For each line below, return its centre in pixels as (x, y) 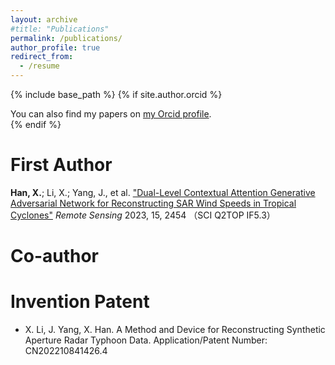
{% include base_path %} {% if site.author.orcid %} (116, 94)
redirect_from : (42, 57)
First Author (61, 165)
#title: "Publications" (60, 29)
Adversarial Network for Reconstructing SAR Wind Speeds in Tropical (153, 203)
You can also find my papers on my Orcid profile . (111, 114)
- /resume (39, 66)
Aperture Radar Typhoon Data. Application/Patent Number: (146, 340)
